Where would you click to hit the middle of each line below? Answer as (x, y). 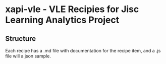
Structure (21, 39)
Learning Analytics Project (62, 20)
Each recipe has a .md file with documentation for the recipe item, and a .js (83, 51)
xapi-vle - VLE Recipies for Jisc (72, 9)
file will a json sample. (28, 56)
